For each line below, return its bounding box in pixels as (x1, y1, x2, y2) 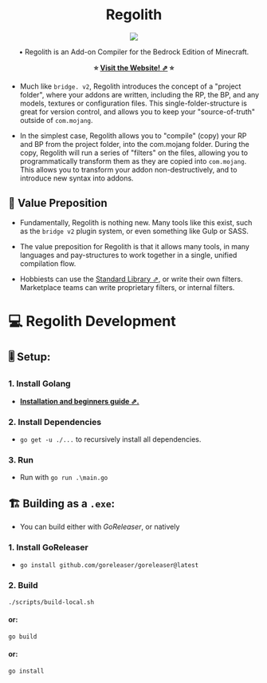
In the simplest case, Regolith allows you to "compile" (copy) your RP (19, 130, 247, 141)
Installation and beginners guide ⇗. (19, 396, 139, 406)
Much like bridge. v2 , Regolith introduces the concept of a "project (19, 81, 241, 91)
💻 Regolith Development (8, 312, 177, 330)
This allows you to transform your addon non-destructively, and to (19, 165, 238, 174)
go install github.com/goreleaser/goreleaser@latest (19, 562, 199, 570)
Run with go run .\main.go (19, 473, 108, 482)
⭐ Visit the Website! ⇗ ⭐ (93, 62, 175, 73)
